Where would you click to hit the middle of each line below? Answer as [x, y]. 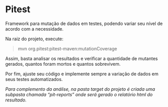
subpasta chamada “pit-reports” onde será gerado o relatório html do [79, 94]
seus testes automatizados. [34, 79]
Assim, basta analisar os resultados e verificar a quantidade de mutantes [81, 58]
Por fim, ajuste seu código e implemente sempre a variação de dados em [82, 74]
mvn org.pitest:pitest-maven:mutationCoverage [67, 48]
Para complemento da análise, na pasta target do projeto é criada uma [80, 89]
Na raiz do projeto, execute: [34, 39]
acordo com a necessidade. [34, 29]
